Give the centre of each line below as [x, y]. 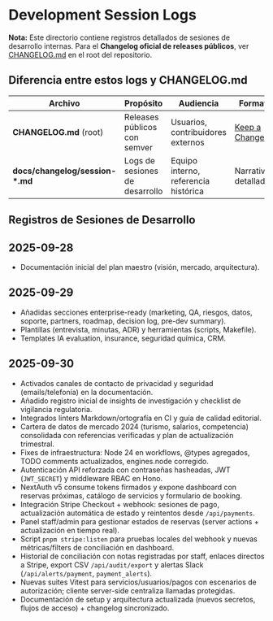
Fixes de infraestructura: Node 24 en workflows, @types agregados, [135, 452]
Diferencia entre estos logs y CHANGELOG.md [128, 80]
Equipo [184, 160]
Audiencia [199, 103]
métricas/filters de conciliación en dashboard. [97, 547]
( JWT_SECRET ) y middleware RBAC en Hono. [91, 478]
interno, [185, 171]
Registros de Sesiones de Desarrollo [102, 220]
